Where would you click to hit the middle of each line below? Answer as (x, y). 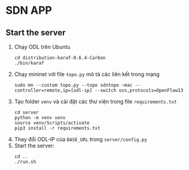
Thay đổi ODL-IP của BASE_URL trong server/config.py (81, 139)
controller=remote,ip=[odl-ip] (53, 90)
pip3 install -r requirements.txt (57, 128)
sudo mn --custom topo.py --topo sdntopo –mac (73, 85)
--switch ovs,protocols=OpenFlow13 (139, 90)
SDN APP (29, 10)
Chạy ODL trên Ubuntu (42, 47)
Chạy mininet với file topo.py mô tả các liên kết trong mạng (87, 74)
